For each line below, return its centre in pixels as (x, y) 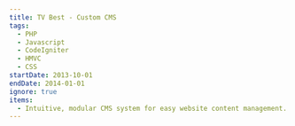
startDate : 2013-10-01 (51, 75)
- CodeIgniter (43, 51)
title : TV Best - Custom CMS (63, 17)
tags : (19, 26)
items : (21, 100)
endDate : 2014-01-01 (47, 83)
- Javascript (41, 42)
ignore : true (33, 91)
